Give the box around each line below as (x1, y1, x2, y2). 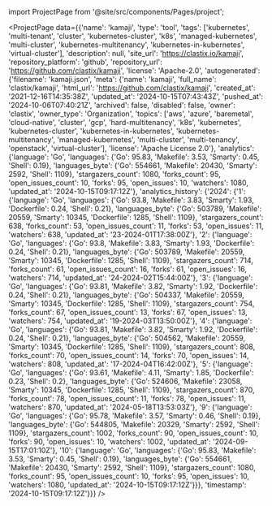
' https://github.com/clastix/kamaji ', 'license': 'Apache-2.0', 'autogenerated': (8, 66, 261, 76)
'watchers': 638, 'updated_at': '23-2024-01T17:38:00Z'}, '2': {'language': (8, 230, 253, 239)
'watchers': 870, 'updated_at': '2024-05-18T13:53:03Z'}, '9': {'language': (8, 402, 253, 412)
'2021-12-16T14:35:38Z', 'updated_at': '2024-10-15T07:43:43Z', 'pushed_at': (8, 92, 264, 101)
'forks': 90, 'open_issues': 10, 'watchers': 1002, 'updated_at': (8, 437, 211, 446)
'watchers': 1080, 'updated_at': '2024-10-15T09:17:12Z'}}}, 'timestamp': (8, 480, 247, 490)
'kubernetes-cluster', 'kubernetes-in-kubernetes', (8, 126, 175, 136)
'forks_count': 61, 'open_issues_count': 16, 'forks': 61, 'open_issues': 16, (8, 264, 248, 274)
